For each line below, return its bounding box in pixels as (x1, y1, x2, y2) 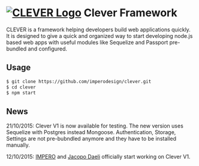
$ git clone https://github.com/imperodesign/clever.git (6, 78, 152, 84)
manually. (6, 141, 30, 149)
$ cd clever (6, 84, 36, 90)
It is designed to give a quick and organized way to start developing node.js (6, 32, 193, 39)
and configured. (28, 45, 68, 52)
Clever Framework (83, 6, 178, 20)
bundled (6, 45, 27, 52)
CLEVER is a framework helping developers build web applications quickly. (6, 26, 191, 33)
